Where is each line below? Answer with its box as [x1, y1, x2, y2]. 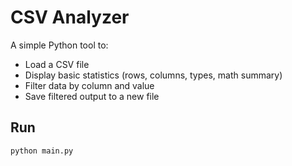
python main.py [10, 146, 74, 156]
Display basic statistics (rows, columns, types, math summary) [24, 69, 283, 81]
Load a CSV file [24, 58, 90, 70]
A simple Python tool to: [10, 39, 109, 51]
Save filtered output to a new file [24, 90, 160, 102]
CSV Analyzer [10, 6, 130, 29]
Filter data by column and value [24, 79, 155, 91]
